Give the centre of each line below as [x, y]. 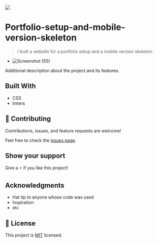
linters [19, 103]
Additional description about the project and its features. [62, 70]
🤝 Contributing [28, 119]
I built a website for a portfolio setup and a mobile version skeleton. [85, 51]
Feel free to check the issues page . [41, 140]
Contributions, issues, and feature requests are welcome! [63, 130]
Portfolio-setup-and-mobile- [65, 27]
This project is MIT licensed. [34, 235]
